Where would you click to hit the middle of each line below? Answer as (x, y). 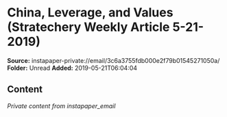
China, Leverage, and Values (90, 13)
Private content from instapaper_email (61, 106)
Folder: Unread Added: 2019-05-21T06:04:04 (72, 68)
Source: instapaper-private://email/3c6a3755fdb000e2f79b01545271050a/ (113, 60)
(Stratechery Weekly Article (88, 27)
